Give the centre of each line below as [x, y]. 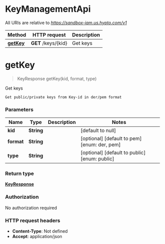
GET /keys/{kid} [49, 43]
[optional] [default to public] [113, 152]
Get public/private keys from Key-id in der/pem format [63, 97]
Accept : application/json [37, 237]
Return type [20, 174]
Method [17, 34]
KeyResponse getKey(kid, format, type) [57, 78]
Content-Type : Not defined [40, 231]
